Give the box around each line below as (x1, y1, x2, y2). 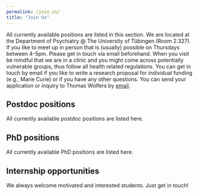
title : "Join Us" (6, 14, 50, 20)
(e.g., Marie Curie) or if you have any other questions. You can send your (6, 76, 187, 83)
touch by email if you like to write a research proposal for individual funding (6, 69, 193, 76)
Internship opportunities (6, 166, 100, 176)
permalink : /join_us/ (6, 8, 61, 15)
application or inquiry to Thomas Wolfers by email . (6, 82, 131, 89)
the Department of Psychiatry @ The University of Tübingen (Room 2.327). (6, 37, 191, 44)
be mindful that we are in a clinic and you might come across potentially (6, 56, 184, 64)
